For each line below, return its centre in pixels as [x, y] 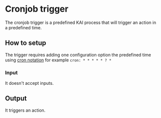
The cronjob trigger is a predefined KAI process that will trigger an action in [81, 22]
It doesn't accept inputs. [29, 83]
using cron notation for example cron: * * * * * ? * [58, 60]
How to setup [26, 43]
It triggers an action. [25, 110]
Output [16, 98]
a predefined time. [24, 27]
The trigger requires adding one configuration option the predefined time [78, 55]
